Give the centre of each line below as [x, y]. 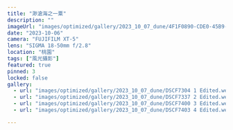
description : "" [31, 20]
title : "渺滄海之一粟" [37, 13]
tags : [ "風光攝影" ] [33, 59]
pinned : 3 [21, 71]
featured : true [29, 65]
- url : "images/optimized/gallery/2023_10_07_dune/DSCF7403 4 [105, 110]
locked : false [28, 78]
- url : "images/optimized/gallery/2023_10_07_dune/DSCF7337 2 [105, 98]
